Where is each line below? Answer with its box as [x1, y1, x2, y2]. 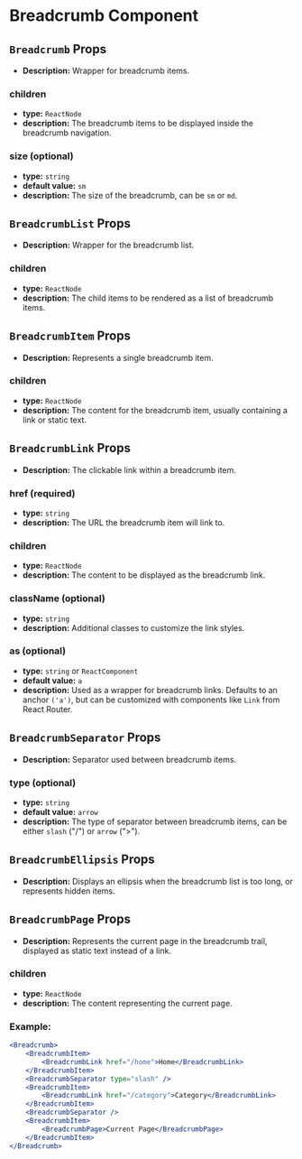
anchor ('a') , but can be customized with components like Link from [22, 694, 280, 705]
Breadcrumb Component [9, 5, 199, 26]
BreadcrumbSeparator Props [9, 730, 161, 746]
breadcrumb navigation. [22, 127, 112, 138]
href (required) [9, 487, 76, 499]
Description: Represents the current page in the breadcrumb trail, [22, 935, 268, 946]
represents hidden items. [22, 885, 115, 896]
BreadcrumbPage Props [9, 912, 131, 927]
